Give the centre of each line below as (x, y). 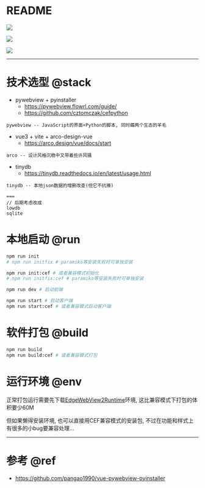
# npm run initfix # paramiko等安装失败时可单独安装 (70, 262)
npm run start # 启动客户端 (40, 301)
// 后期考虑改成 (24, 202)
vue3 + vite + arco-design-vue (54, 136)
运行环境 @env (44, 381)
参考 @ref (31, 461)
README (29, 11)
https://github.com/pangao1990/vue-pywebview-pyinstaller (90, 478)
